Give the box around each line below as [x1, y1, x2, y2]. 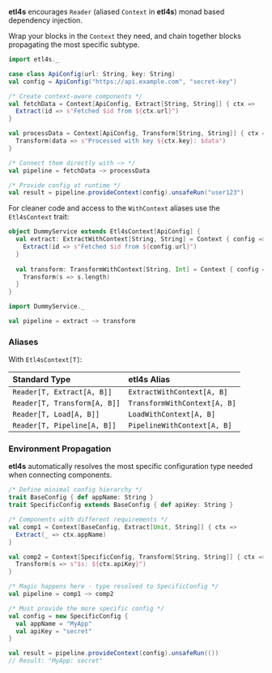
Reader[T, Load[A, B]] [12, 410, 100, 420]
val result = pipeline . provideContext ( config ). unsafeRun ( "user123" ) [8, 189, 244, 197]
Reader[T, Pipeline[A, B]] [12, 421, 117, 430]
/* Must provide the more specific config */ [8, 604, 164, 612]
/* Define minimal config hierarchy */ [8, 486, 143, 494]
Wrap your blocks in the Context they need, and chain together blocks [8, 32, 241, 40]
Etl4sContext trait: [8, 212, 70, 222]
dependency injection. [8, 15, 83, 25]
